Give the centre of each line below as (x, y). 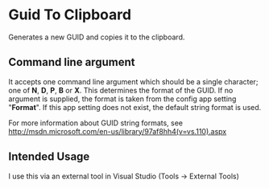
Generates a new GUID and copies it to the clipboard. (97, 37)
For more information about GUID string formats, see (96, 123)
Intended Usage (49, 157)
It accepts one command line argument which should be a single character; (133, 81)
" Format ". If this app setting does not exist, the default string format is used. (135, 107)
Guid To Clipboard (70, 15)
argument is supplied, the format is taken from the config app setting (122, 99)
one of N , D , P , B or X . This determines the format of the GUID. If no (121, 90)
